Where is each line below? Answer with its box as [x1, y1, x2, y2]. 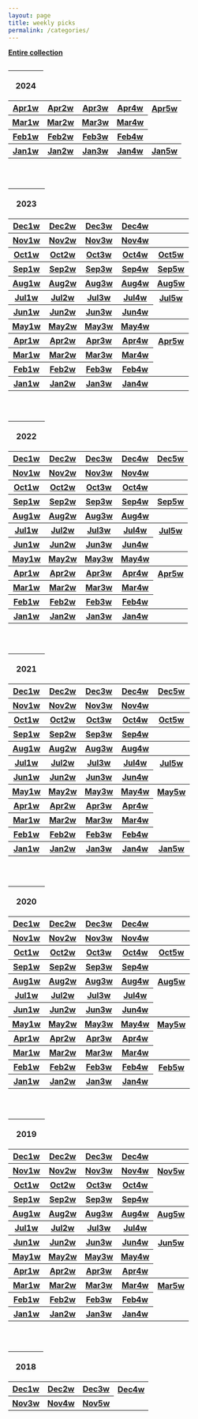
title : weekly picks [8, 19, 77, 27]
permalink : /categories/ [8, 26, 90, 34]
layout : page [8, 11, 51, 20]
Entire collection [8, 48, 63, 58]
